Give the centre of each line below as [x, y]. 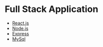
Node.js [20, 28]
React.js [20, 23]
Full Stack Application [51, 9]
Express [20, 33]
